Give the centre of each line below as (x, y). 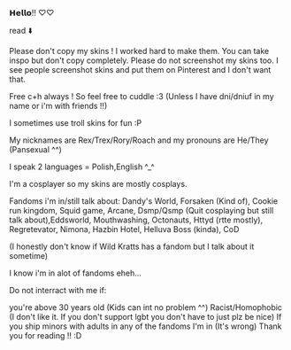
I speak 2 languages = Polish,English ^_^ (82, 167)
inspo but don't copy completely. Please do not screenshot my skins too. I (144, 60)
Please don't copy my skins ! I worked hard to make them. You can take (139, 51)
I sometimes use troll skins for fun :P (76, 123)
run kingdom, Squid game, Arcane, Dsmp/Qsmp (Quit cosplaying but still (142, 210)
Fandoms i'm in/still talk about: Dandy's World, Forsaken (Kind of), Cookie (144, 201)
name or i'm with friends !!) (58, 106)
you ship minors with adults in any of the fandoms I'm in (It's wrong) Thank (145, 326)
